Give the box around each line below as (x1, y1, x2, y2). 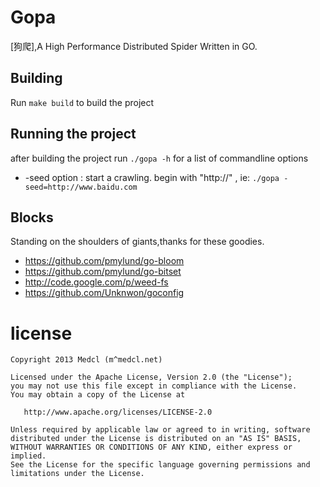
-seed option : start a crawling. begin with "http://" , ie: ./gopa (24, 171, 280, 183)
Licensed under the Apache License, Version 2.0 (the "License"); (10, 372, 293, 383)
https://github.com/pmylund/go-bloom (24, 255, 185, 267)
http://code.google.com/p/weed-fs (24, 276, 169, 288)
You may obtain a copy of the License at (10, 390, 186, 400)
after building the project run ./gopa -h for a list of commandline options (10, 152, 309, 164)
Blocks (10, 209, 54, 226)
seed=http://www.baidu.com (24, 182, 138, 192)
